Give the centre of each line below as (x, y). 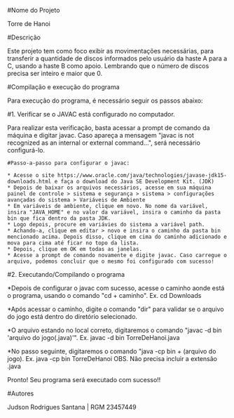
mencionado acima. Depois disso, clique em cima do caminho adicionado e (117, 237)
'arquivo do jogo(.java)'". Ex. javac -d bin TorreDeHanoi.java (94, 338)
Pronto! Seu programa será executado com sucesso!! (84, 380)
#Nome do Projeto (34, 10)
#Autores (21, 393)
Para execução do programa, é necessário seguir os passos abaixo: (105, 100)
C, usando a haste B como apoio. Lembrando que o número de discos (108, 66)
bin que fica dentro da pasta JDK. (59, 218)
